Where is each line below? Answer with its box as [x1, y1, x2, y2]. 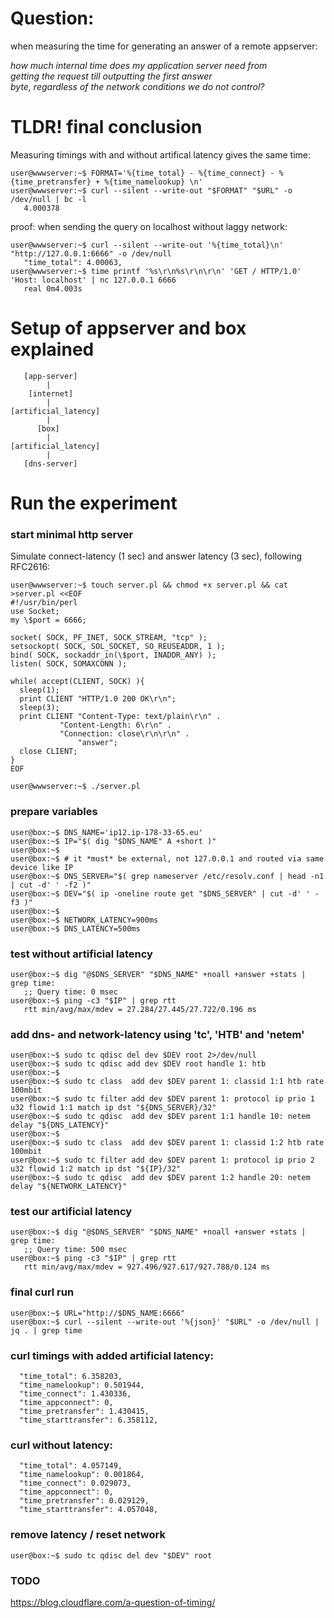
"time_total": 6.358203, [19, 1372, 123, 1382]
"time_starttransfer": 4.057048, [19, 1505, 159, 1515]
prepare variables [10, 805, 98, 819]
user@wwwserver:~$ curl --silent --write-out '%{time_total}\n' [10, 240, 284, 250]
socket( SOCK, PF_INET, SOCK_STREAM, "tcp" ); [10, 633, 208, 643]
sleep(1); [19, 685, 60, 696]
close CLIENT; [19, 747, 78, 757]
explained [10, 338, 95, 361]
